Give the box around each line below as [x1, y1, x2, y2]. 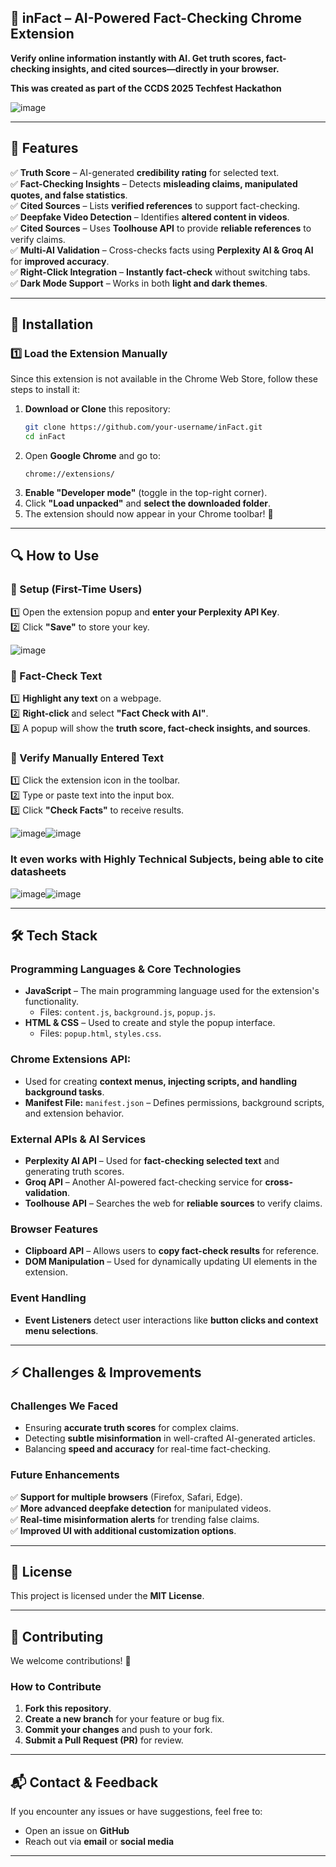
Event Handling [10, 1291, 87, 1305]
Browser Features [10, 1222, 99, 1236]
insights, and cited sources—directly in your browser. [51, 62, 280, 75]
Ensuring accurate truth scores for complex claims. [24, 1422, 239, 1434]
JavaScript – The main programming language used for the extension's [24, 985, 320, 997]
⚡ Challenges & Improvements [10, 1364, 202, 1381]
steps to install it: [10, 384, 80, 396]
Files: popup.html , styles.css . [39, 1027, 162, 1040]
